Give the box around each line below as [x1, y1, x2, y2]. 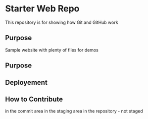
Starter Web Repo [5, 3, 80, 14]
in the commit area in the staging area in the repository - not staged [5, 108, 144, 114]
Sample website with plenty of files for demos [5, 47, 99, 53]
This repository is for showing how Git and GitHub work [5, 19, 118, 25]
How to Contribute [5, 95, 63, 103]
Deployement [5, 78, 48, 87]
